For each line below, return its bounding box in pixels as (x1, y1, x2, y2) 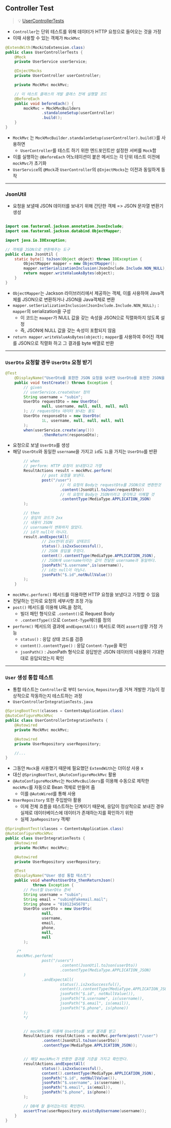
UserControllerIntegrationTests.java (12, 699, 93, 705)
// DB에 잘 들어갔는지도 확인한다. (23, 1104, 86, 1109)
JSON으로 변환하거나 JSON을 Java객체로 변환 (22, 296, 116, 302)
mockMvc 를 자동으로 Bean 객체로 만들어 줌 (12, 784, 95, 791)
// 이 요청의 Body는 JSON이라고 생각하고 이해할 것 (60, 492, 155, 497)
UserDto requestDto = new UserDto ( (23, 399, 99, 404)
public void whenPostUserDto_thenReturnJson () (14, 878, 115, 883)
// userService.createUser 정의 (23, 389, 90, 395)
